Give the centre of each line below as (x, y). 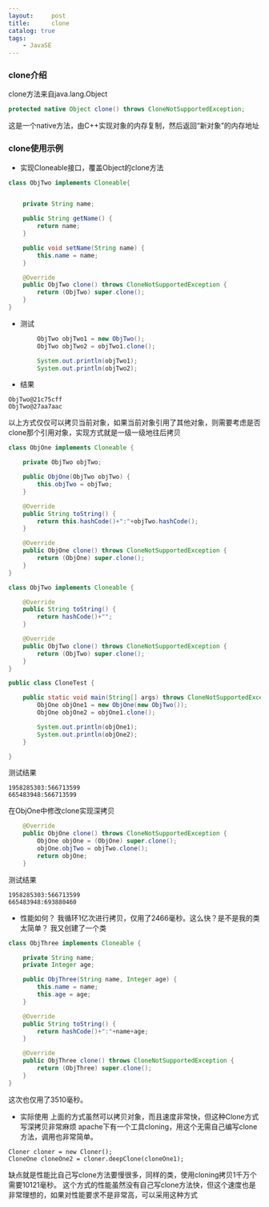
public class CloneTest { (51, 683)
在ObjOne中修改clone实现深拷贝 (62, 811)
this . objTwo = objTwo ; (75, 485)
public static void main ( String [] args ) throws (103, 698)
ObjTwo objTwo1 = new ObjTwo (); (91, 339)
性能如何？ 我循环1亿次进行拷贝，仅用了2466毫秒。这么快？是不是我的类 (140, 918)
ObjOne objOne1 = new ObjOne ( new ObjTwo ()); (112, 705)
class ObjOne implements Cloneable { (71, 448)
